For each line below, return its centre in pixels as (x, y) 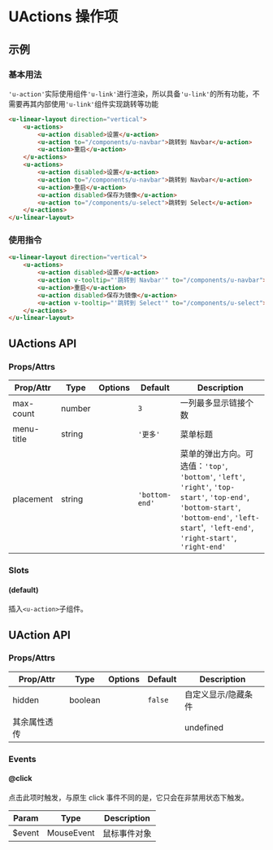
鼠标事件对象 (127, 833)
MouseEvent (71, 833)
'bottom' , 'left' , (212, 476)
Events (22, 759)
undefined (204, 727)
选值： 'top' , (204, 466)
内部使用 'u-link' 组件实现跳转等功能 (97, 103)
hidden (26, 699)
